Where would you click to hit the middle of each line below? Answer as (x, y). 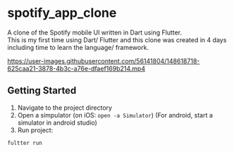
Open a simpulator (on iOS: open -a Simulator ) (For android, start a (115, 115)
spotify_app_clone (62, 13)
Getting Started (42, 90)
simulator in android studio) (57, 122)
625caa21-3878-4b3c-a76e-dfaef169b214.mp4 (76, 68)
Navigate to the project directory (65, 108)
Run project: (35, 130)
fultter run (25, 143)
